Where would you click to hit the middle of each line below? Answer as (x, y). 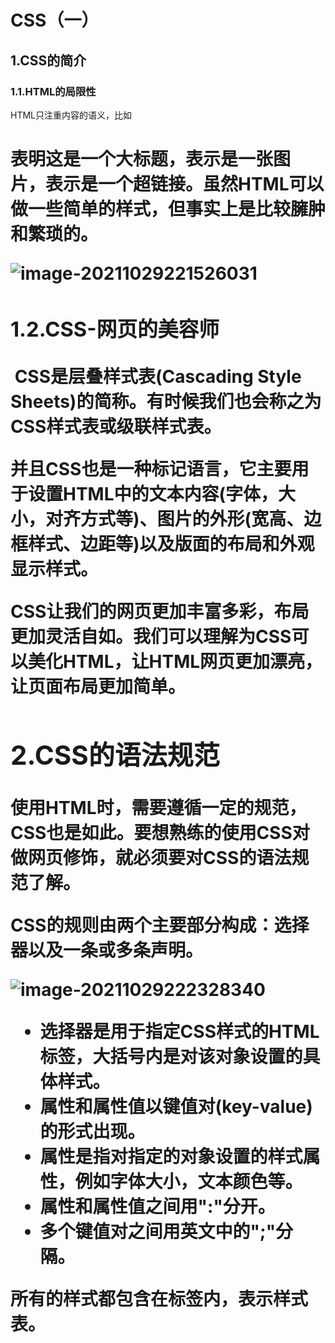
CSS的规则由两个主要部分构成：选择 (160, 925)
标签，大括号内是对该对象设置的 (171, 1057)
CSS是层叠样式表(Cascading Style (158, 376)
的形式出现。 (92, 1132)
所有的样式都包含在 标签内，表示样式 (159, 1299)
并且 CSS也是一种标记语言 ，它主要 (151, 468)
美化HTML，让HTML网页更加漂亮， (175, 661)
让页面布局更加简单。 (98, 686)
